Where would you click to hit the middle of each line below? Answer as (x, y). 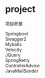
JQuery (13, 55)
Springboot (17, 33)
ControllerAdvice (22, 65)
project (20, 9)
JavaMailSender (22, 70)
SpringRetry (17, 60)
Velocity (14, 49)
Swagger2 (16, 39)
